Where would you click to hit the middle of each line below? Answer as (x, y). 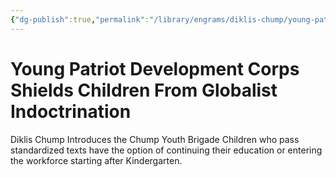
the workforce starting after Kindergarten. (96, 160)
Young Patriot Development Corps (155, 68)
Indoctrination (71, 111)
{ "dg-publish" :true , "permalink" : (80, 19)
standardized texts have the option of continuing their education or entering (166, 150)
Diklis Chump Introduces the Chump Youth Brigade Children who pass (155, 139)
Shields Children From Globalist (144, 90)
